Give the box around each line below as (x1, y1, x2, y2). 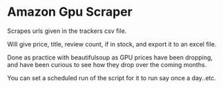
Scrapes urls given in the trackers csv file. (7, 27, 127, 35)
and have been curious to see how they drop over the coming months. (7, 60, 207, 68)
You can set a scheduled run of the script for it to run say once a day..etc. (7, 73, 216, 82)
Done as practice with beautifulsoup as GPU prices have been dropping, (7, 53, 213, 62)
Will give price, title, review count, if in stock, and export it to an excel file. (7, 40, 217, 48)
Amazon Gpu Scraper (7, 4, 133, 20)
